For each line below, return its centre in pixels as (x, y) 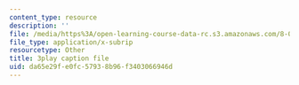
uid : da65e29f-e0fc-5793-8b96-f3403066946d (91, 67)
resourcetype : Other (48, 50)
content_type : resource (53, 17)
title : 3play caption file (59, 58)
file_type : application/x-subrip (71, 42)
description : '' (39, 26)
